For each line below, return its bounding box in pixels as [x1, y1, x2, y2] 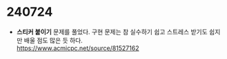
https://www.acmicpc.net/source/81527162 [16, 44, 139, 52]
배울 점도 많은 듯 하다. [23, 36, 83, 45]
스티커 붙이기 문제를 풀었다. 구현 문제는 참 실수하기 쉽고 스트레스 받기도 [16, 27, 208, 36]
